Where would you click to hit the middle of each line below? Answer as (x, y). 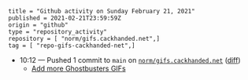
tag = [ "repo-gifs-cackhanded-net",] (72, 45)
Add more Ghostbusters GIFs (78, 68)
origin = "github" (38, 25)
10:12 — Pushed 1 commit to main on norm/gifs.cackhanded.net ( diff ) (130, 60)
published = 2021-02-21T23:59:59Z (65, 18)
